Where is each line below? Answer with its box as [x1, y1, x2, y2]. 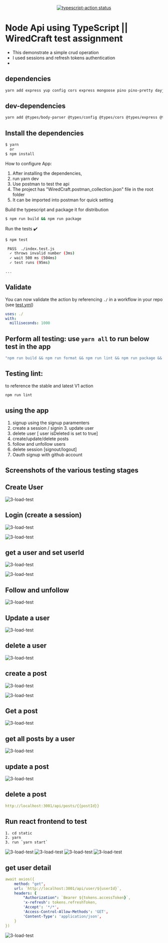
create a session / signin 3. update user [12, 425, 94, 431]
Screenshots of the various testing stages [5, 466, 139, 474]
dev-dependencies [5, 102, 66, 110]
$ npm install [5, 151, 35, 156]
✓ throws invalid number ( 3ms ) [9, 251, 75, 256]
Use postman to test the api [12, 181, 70, 187]
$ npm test [5, 237, 28, 242]
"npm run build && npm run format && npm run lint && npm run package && [5, 356, 162, 361]
